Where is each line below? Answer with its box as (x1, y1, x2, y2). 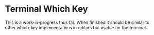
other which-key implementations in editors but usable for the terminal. (5, 24, 147, 30)
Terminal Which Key (5, 3, 88, 15)
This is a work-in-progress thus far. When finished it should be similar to (5, 19, 150, 25)
